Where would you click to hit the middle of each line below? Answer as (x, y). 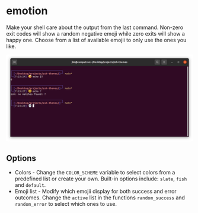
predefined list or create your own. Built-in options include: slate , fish (101, 179)
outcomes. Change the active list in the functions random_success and (100, 198)
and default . (30, 185)
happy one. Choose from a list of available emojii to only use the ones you (96, 40)
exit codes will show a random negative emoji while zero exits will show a (96, 33)
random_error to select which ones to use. (66, 204)
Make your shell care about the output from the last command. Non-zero (95, 27)
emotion (27, 11)
